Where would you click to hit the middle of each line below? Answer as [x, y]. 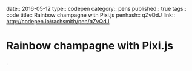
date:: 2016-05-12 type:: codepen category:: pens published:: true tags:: [96, 9]
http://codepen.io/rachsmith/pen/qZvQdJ [58, 21]
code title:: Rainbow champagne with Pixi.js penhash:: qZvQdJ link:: [91, 15]
